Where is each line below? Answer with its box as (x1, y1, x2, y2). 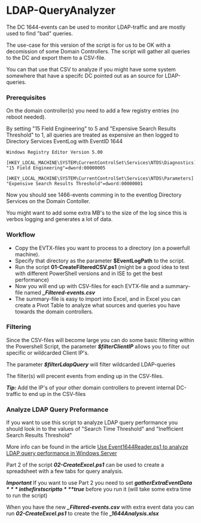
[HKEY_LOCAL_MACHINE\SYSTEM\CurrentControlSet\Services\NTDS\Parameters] (6, 176, 194, 182)
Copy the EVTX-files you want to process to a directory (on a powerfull (14, 244, 190, 252)
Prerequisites (6, 93, 46, 102)
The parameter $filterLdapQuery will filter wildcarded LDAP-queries (6, 361, 175, 368)
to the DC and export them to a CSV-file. (6, 54, 106, 61)
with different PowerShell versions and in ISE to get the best (14, 270, 163, 277)
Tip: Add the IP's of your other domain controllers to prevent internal (6, 384, 175, 391)
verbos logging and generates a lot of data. (6, 216, 113, 223)
